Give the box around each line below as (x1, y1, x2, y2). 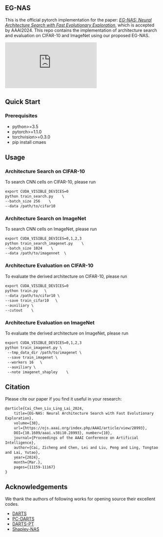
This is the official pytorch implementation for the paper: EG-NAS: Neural (5, 17, 152, 22)
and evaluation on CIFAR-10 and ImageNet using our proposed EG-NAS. (5, 32, 150, 38)
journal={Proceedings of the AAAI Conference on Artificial (14, 435, 139, 440)
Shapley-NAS (12, 526, 40, 532)
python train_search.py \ (5, 194, 64, 199)
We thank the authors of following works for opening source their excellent (5, 496, 155, 502)
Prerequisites (5, 112, 38, 119)
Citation (5, 383, 30, 391)
